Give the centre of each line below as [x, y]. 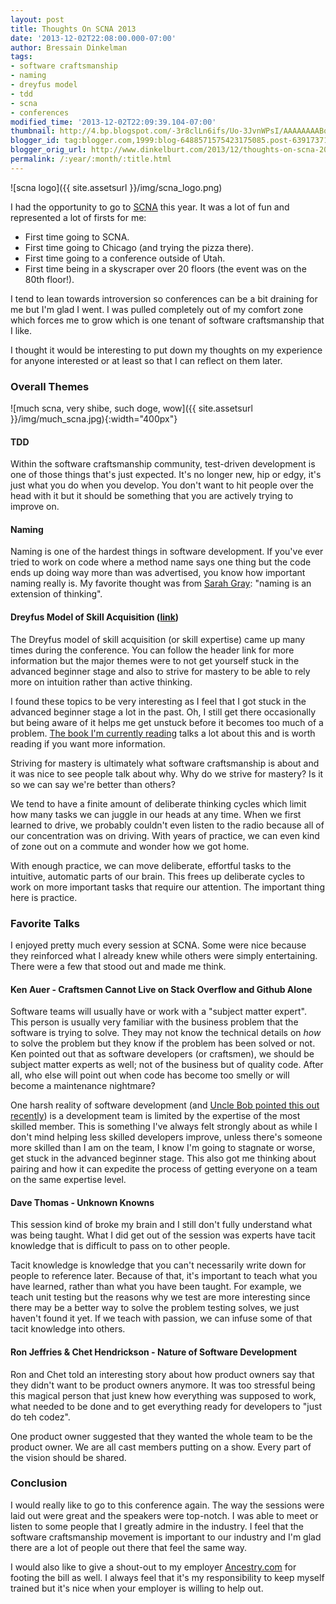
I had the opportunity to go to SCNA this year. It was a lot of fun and [150, 207]
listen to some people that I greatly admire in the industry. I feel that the [157, 1526]
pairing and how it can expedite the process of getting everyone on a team [164, 1169]
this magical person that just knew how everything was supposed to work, [163, 1395]
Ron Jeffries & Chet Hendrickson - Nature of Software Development [154, 1352]
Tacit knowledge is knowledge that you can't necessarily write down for [158, 1265]
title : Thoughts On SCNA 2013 [73, 29]
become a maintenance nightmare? [83, 1086]
